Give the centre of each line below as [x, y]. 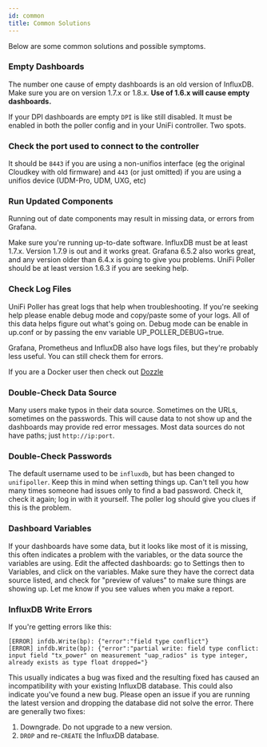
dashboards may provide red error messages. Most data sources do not [127, 426]
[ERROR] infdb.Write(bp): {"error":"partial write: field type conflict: [134, 648]
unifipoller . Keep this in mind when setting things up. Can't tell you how [129, 483]
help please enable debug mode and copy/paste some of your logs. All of [129, 315]
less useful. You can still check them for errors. [86, 356]
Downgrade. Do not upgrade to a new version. [96, 727]
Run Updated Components [61, 201]
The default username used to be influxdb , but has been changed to [122, 474]
